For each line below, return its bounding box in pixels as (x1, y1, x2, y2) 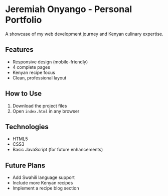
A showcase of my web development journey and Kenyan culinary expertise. (5, 31, 164, 37)
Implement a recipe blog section (12, 185, 79, 191)
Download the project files (12, 103, 67, 109)
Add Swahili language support (12, 174, 75, 180)
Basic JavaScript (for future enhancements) (12, 147, 103, 153)
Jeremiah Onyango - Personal (5, 4, 132, 15)
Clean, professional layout (12, 74, 67, 81)
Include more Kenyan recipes (12, 180, 73, 186)
